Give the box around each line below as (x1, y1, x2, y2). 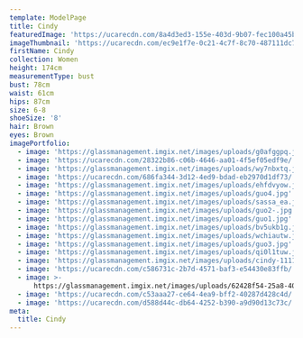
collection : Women (9, 55, 78, 64)
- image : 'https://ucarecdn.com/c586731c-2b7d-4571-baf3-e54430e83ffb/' (17, 265, 297, 274)
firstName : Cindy (9, 47, 75, 56)
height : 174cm (9, 64, 63, 73)
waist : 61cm (9, 88, 54, 97)
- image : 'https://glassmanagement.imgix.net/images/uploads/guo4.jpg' (17, 189, 293, 198)
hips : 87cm (9, 96, 50, 106)
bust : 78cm (9, 80, 50, 89)
